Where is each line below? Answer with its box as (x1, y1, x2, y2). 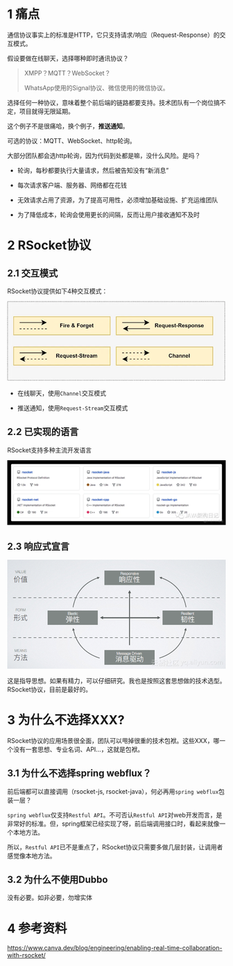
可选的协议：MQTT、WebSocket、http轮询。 (7, 136, 137, 145)
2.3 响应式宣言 (7, 540, 70, 552)
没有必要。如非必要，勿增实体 (7, 894, 92, 902)
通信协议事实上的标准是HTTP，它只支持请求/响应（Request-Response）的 (7, 31, 220, 39)
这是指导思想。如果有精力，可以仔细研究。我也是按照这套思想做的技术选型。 (7, 676, 226, 685)
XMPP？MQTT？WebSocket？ (24, 69, 111, 77)
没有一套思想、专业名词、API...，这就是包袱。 (12, 745, 144, 753)
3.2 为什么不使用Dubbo (7, 874, 108, 885)
